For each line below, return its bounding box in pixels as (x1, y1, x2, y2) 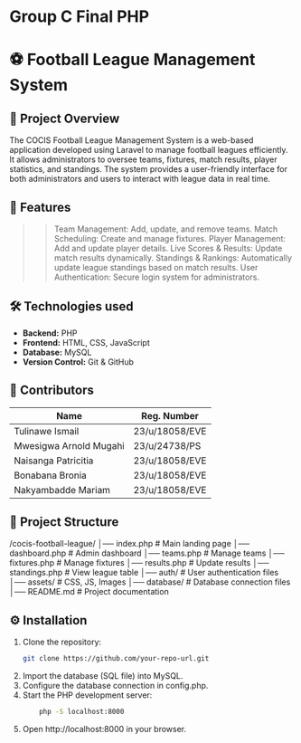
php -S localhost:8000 (39, 708, 125, 717)
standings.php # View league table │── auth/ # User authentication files (9, 567, 278, 578)
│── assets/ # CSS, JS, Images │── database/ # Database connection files (9, 576, 291, 587)
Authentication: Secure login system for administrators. (53, 271, 260, 282)
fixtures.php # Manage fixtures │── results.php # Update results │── (9, 557, 269, 568)
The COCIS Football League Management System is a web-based (9, 135, 254, 146)
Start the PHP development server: (22, 690, 153, 700)
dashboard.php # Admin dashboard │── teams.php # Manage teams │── (9, 548, 285, 558)
